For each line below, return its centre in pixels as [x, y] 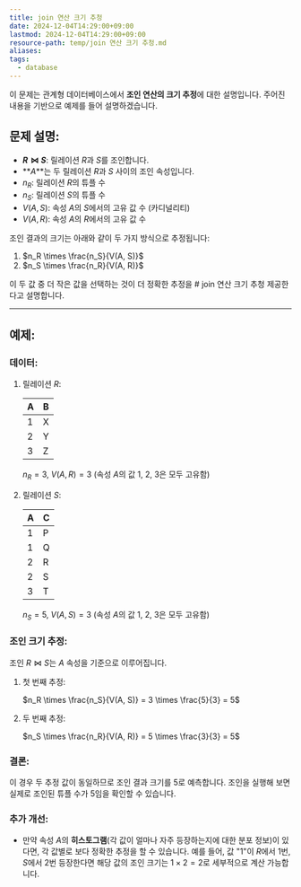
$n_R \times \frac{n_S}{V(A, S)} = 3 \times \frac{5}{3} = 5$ [131, 699]
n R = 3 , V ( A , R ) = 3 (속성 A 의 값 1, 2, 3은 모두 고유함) [116, 475]
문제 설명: [34, 137]
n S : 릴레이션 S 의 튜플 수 [64, 196]
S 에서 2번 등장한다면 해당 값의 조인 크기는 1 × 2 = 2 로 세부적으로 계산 [144, 863]
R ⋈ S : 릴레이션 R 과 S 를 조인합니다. [86, 160]
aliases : [26, 51]
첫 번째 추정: [44, 681]
